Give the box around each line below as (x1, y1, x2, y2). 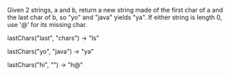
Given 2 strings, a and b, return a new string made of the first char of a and (7, 6, 224, 14)
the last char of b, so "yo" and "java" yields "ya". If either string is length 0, (7, 13, 222, 21)
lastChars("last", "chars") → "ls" (7, 34, 100, 42)
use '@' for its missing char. (7, 21, 87, 28)
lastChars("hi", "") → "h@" (7, 61, 84, 68)
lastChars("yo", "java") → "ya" (7, 48, 94, 55)
